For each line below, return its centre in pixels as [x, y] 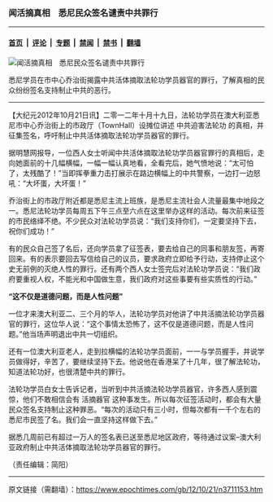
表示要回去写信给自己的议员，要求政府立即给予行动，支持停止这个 [154, 258]
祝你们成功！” [32, 231]
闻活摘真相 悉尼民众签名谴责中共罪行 [83, 12]
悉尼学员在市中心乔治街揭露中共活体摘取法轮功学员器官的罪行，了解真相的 [133, 80]
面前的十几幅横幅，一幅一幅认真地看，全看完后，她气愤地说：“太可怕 [138, 163]
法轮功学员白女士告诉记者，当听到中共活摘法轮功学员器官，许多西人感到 [129, 389]
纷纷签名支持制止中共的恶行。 [65, 90]
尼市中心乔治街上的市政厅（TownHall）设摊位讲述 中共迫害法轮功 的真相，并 [136, 125]
